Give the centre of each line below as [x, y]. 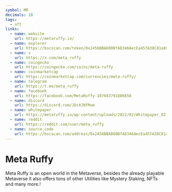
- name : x [20, 53]
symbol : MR [17, 10]
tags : [11, 19]
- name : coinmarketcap [34, 72]
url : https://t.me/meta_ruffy [47, 86]
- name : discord [27, 100]
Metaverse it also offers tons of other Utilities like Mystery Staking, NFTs [81, 179]
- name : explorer [28, 44]
